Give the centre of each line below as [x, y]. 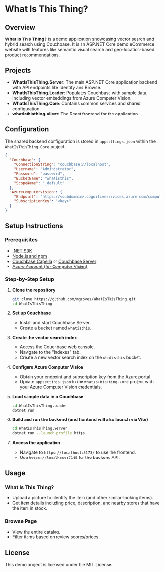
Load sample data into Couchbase [48, 396]
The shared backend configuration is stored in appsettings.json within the [81, 141]
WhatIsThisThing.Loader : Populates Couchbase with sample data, [80, 93]
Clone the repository [34, 290]
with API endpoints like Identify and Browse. [57, 87]
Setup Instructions [34, 226]
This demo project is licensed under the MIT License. [59, 565]
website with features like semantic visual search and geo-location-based [80, 50]
